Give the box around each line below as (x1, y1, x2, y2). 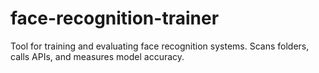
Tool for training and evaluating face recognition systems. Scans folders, (10, 40, 310, 52)
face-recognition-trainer (10, 7, 220, 30)
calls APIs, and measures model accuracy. (10, 50, 185, 62)
